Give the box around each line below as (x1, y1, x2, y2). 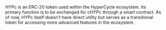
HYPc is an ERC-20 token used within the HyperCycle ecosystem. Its (5, 4, 147, 10)
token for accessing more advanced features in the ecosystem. (5, 19, 135, 25)
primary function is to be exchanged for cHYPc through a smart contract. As (5, 9, 162, 15)
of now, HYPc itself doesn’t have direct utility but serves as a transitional (5, 15, 153, 20)
